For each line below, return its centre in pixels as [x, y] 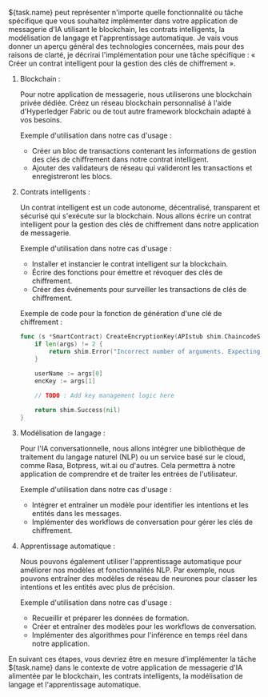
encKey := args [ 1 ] [65, 381]
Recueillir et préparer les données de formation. [110, 618]
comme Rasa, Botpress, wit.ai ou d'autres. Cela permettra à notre [128, 465]
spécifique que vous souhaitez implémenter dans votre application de [123, 21]
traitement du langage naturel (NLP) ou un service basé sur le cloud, [132, 457]
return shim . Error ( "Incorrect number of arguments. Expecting [155, 351]
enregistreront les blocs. [72, 176]
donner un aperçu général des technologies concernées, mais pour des [126, 46]
